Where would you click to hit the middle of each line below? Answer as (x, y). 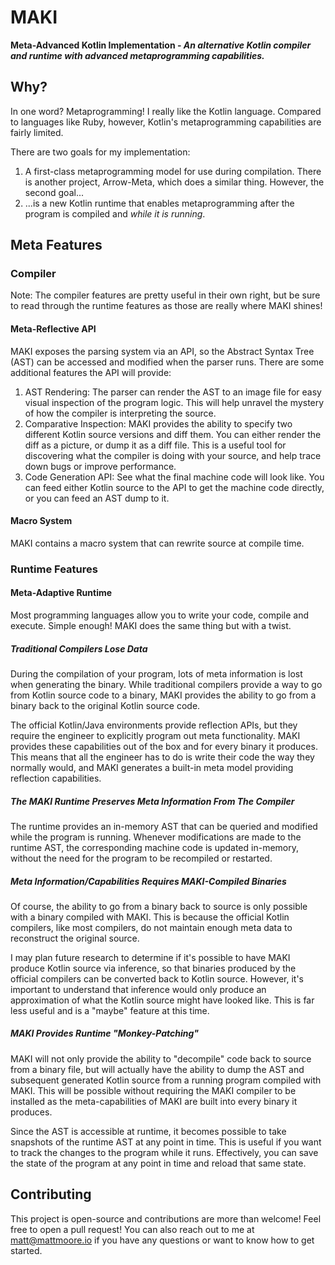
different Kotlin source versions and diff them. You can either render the (173, 434)
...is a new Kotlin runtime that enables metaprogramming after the (159, 203)
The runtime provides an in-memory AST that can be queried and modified (164, 826)
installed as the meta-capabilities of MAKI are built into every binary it (154, 1101)
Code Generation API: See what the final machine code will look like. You (174, 477)
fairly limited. (37, 132)
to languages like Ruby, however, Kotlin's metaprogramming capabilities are (166, 122)
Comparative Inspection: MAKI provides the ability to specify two (158, 423)
